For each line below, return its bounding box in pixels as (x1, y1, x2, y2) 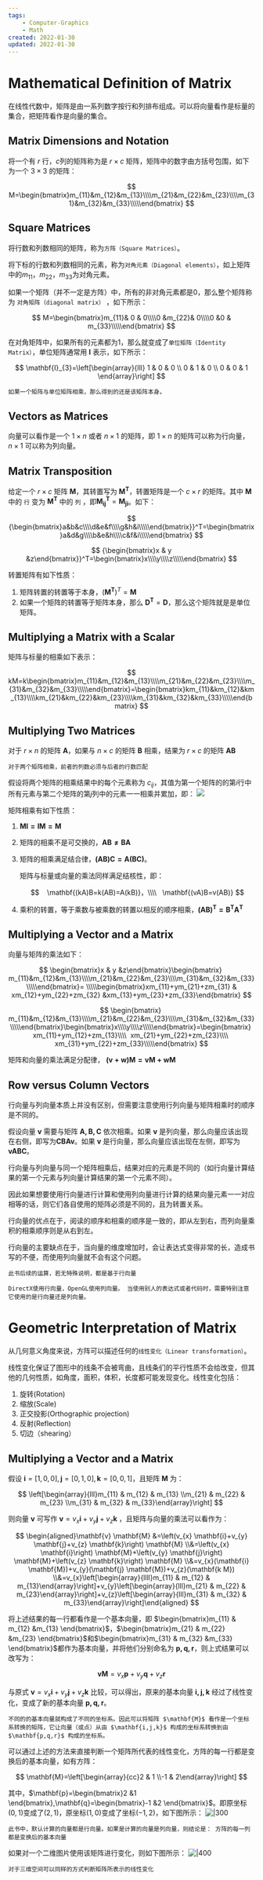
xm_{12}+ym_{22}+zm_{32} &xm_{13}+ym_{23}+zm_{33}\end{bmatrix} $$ (11, 990, 252, 1000)
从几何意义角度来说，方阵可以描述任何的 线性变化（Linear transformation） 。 (8, 1346, 251, 1355)
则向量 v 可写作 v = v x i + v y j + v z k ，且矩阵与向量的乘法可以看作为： (8, 1513, 229, 1525)
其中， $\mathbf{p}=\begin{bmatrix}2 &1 (8, 1788, 137, 1798)
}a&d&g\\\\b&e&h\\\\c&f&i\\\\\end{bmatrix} (59, 531, 193, 540)
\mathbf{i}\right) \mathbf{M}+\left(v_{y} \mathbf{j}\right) (40, 1548, 223, 1557)
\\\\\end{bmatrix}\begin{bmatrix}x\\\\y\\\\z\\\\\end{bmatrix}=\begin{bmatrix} (9, 1022, 252, 1032)
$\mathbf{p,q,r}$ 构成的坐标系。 (8, 1732, 109, 1740)
